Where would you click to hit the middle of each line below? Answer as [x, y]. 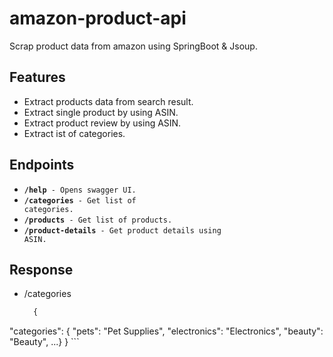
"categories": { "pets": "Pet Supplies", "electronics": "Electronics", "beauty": [166, 331]
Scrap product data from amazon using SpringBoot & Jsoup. [133, 46]
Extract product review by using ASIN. [102, 123]
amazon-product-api [98, 18]
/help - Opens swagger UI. [80, 190]
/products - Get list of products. [98, 220]
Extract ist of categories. [74, 133]
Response [41, 269]
